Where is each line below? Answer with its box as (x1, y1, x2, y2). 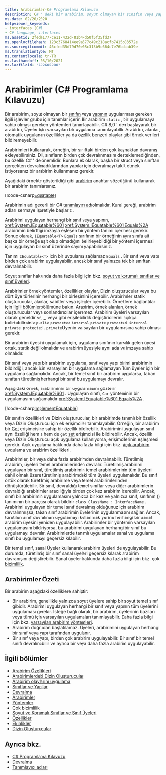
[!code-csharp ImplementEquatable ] (5, 405, 78, 412)
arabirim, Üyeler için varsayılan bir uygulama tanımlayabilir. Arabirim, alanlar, (5, 127, 160, 133)
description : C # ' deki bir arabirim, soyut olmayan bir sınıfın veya (5, 12, 154, 17)
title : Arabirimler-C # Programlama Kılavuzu (5, 7, 98, 12)
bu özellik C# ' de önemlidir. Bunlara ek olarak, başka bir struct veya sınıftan (5, 157, 160, 164)
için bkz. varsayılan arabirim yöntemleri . (12, 619, 93, 625)
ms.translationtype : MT (5, 49, 54, 54)
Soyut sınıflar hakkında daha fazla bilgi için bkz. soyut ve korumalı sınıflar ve (5, 273, 160, 279)
